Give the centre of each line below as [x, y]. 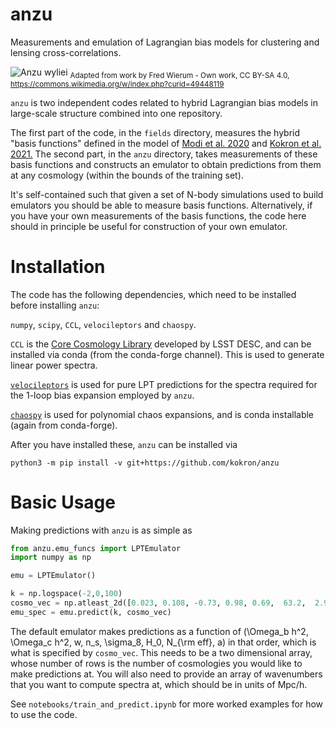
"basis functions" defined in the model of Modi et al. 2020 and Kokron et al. [166, 143]
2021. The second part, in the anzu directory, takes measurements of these [164, 154]
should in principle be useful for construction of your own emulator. [149, 226]
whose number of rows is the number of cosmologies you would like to [156, 663]
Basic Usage [63, 502]
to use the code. [44, 714]
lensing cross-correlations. [66, 52]
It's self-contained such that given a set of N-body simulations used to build [167, 194]
